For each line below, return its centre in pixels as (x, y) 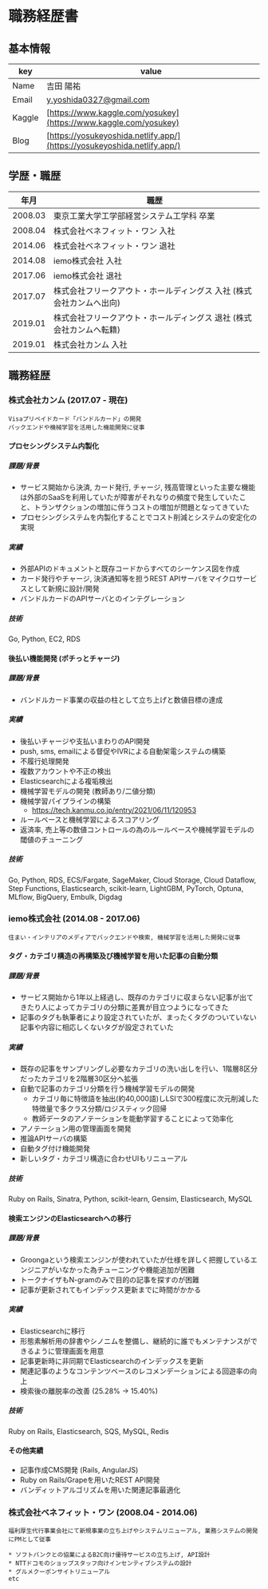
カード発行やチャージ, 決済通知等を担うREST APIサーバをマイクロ (128, 579)
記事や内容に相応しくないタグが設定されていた (97, 1028)
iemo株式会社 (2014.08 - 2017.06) (75, 919)
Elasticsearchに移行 (52, 1331)
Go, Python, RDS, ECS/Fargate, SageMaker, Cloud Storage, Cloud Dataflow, (132, 880)
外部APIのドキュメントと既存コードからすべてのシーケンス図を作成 (130, 569)
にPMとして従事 (30, 1539)
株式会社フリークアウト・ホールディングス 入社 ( (145, 291)
